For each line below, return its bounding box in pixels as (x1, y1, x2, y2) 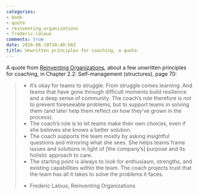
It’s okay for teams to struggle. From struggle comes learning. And (29, 82, 193, 89)
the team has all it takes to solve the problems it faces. (29, 171, 164, 178)
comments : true (6, 36, 44, 42)
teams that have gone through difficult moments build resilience (29, 88, 187, 95)
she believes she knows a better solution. (29, 126, 132, 133)
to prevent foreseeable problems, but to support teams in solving (29, 101, 190, 108)
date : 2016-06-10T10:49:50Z (6, 42, 76, 48)
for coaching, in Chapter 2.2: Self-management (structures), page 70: (6, 70, 177, 78)
